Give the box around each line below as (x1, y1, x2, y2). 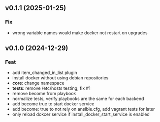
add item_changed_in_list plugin (12, 70, 77, 75)
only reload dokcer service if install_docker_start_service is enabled (12, 111, 150, 117)
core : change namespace (12, 80, 65, 86)
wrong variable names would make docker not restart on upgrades (12, 29, 148, 36)
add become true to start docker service (12, 101, 95, 107)
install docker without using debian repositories (12, 75, 109, 81)
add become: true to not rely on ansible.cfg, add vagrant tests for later (12, 106, 155, 112)
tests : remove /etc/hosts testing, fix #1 (12, 85, 91, 91)
